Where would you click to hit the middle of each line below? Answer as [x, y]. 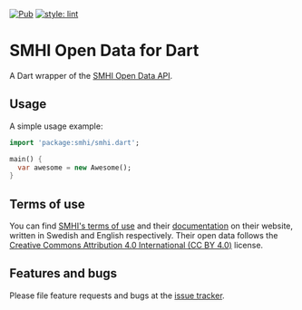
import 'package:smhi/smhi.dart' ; [75, 142]
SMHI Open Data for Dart [104, 51]
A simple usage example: [56, 126]
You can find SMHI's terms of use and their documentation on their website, [151, 226]
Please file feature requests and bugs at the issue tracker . [117, 295]
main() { [26, 159]
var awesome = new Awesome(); [74, 168]
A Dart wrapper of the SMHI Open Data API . [91, 75]
